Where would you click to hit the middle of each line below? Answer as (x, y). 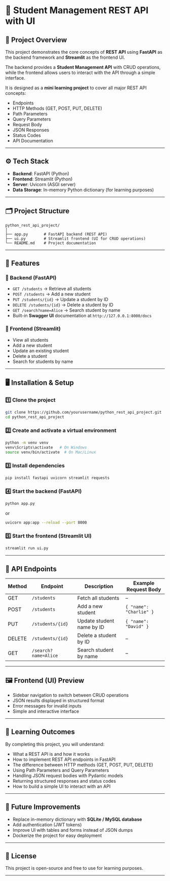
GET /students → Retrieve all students (52, 289)
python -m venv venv (27, 443)
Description (99, 586)
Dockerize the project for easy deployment (57, 835)
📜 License (21, 856)
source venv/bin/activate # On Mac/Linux (51, 452)
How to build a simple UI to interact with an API (61, 786)
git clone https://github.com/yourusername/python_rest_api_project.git (83, 413)
